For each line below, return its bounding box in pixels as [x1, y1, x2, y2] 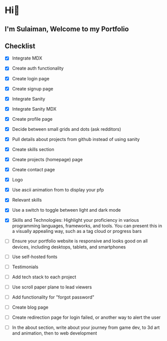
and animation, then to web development [12, 330, 97, 336]
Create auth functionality [12, 65, 64, 71]
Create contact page [12, 167, 55, 173]
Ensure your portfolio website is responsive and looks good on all [12, 238, 148, 244]
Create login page [12, 75, 50, 81]
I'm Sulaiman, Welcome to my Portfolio [5, 25, 129, 33]
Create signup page [12, 85, 53, 91]
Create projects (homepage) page [12, 157, 83, 163]
